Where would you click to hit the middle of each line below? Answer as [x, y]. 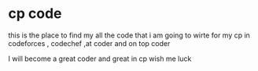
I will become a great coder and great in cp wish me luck [100, 59]
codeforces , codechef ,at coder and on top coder [89, 43]
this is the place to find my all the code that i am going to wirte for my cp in [129, 35]
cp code [35, 14]
